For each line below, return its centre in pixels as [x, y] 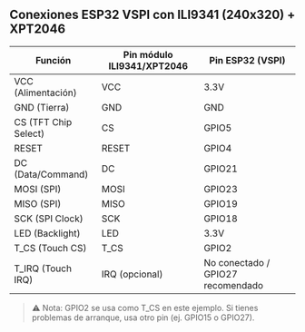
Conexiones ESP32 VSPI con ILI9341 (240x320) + [152, 15]
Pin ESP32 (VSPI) [247, 60]
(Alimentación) [45, 93]
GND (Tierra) [42, 107]
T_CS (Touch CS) [50, 248]
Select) [30, 133]
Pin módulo [148, 54]
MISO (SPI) [38, 203]
